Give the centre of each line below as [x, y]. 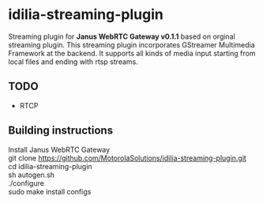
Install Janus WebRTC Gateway [59, 149]
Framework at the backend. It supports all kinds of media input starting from [132, 53]
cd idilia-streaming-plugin [50, 166]
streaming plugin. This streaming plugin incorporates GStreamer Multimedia [131, 44]
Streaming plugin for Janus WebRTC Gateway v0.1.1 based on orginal [122, 36]
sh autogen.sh [32, 175]
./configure [26, 183]
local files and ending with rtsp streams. [73, 62]
